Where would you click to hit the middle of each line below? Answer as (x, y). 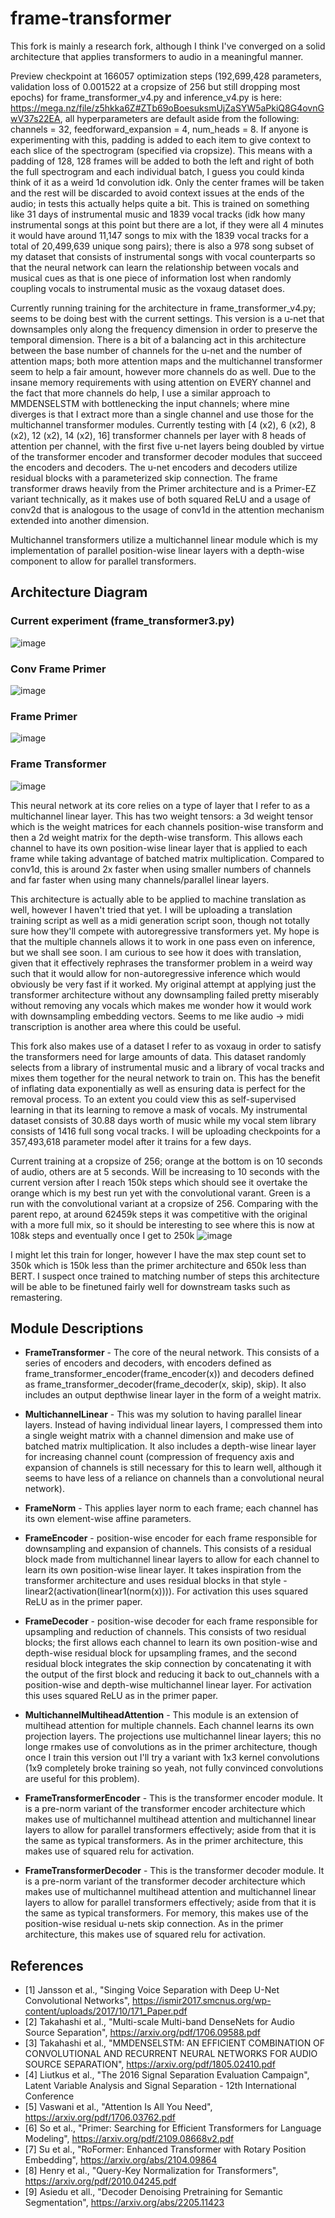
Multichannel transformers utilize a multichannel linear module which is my (164, 539)
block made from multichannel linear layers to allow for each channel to (172, 1559)
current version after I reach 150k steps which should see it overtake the (159, 1182)
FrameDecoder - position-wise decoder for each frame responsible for (171, 1621)
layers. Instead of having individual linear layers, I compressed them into (173, 1425)
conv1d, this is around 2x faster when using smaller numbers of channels (161, 869)
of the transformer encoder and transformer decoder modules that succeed (166, 456)
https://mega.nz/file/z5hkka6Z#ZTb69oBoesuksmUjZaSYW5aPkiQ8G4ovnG (167, 108)
